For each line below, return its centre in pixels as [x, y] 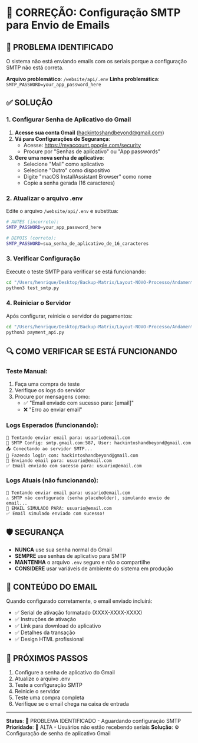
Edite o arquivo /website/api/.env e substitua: [62, 211]
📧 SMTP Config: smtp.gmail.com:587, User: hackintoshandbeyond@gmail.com [99, 443]
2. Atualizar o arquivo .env [44, 198]
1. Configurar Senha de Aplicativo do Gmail [69, 119]
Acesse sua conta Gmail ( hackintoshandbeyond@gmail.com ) [89, 133]
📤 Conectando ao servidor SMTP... [49, 449]
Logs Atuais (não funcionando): [52, 480]
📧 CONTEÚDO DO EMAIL [52, 587]
